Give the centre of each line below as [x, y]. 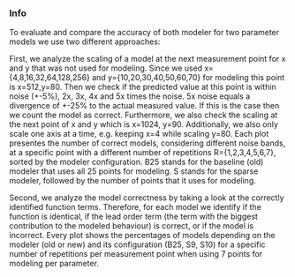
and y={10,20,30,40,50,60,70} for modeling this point [188, 78]
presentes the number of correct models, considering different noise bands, [147, 143]
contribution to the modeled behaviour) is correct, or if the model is [132, 226]
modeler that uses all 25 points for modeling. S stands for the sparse [134, 171]
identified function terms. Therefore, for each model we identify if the [136, 207]
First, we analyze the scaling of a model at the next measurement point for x [147, 59]
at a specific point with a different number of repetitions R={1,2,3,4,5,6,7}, [143, 153]
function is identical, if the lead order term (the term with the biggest [134, 217]
